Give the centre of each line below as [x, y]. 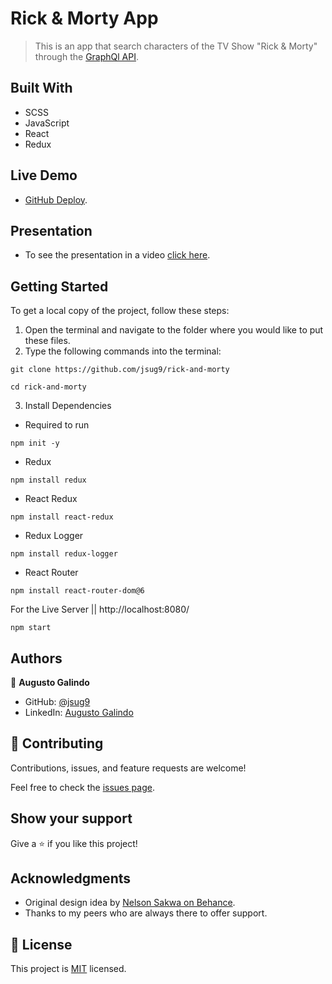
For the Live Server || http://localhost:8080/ [100, 609]
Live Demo [44, 175]
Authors [36, 658]
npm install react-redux [62, 517]
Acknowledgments [71, 878]
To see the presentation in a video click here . [117, 255]
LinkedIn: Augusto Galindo [79, 712]
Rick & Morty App [84, 18]
